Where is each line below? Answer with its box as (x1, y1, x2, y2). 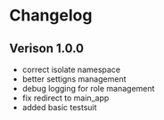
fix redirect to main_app (21, 92, 110, 103)
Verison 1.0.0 (9, 41, 85, 56)
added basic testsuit (21, 102, 97, 112)
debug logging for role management (21, 84, 155, 93)
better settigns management (21, 74, 127, 84)
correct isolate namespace (21, 64, 121, 75)
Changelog (9, 5, 93, 26)
